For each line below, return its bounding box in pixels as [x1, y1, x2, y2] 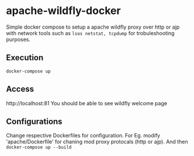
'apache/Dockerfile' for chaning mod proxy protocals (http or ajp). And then [6, 138, 188, 145]
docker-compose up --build [6, 144, 72, 150]
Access [6, 84, 34, 94]
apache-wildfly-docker [6, 4, 121, 18]
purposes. [6, 36, 31, 43]
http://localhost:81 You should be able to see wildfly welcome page [6, 99, 168, 106]
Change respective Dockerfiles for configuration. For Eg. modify [6, 132, 161, 139]
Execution [6, 53, 44, 63]
